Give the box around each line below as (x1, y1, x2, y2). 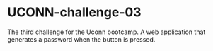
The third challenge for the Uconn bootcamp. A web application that (7, 28, 206, 36)
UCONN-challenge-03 (7, 4, 142, 21)
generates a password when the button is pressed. (7, 35, 156, 43)
